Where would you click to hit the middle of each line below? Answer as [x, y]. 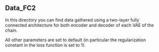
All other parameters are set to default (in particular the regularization [76, 40]
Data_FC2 [20, 8]
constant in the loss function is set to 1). [46, 45]
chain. [11, 30]
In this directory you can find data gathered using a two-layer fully [72, 20]
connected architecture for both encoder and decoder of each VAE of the [79, 25]
